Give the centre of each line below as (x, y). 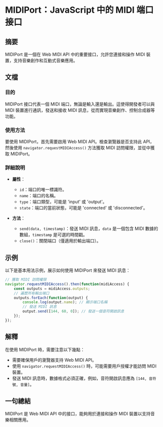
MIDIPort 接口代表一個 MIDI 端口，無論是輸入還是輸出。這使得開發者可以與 (80, 104)
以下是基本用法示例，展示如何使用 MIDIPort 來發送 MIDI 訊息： (68, 270)
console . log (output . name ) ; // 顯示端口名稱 (65, 302)
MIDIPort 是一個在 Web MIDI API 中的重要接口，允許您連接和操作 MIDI (75, 54)
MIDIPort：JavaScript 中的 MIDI (70, 10)
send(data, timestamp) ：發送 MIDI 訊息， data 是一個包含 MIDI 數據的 (89, 229)
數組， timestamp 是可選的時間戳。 (53, 235)
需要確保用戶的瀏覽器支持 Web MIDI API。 (54, 360)
